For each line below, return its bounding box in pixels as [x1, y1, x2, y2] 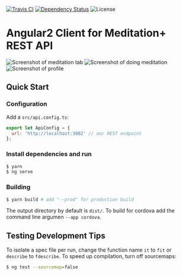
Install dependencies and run [6, 150, 92, 158]
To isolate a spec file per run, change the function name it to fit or [6, 246, 172, 253]
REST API [6, 39, 53, 53]
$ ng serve [6, 169, 33, 175]
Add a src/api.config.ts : [6, 113, 69, 120]
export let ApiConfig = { [6, 125, 70, 131]
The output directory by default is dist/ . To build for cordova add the [6, 207, 175, 214]
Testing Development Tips [6, 230, 106, 240]
